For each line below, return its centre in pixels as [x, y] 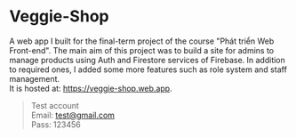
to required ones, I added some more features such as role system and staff [148, 69]
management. [35, 78]
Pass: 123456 [56, 124]
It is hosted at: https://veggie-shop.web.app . [91, 88]
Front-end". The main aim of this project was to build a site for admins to [141, 50]
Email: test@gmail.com [73, 115]
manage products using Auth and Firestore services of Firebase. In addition [148, 60]
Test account [55, 105]
